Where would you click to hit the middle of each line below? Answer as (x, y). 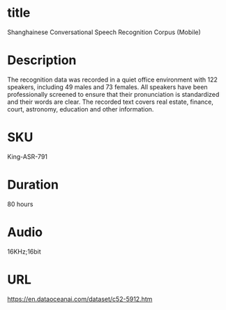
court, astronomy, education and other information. (81, 109)
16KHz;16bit (24, 251)
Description (42, 60)
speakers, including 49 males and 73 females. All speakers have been (107, 87)
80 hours (20, 204)
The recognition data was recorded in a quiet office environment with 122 (113, 79)
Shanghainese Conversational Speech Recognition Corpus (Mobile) (104, 32)
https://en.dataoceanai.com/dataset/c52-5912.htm (80, 299)
